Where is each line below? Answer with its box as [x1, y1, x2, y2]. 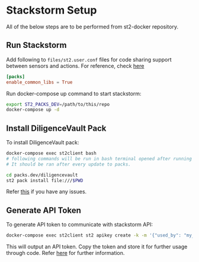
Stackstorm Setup [6, 4, 97, 17]
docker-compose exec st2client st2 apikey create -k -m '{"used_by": [6, 232, 182, 238]
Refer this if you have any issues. [6, 188, 87, 195]
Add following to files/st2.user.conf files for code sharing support [6, 56, 172, 63]
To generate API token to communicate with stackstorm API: [6, 221, 153, 228]
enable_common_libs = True [6, 79, 73, 85]
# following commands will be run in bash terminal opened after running [6, 156, 192, 161]
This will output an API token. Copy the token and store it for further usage [6, 243, 188, 250]
